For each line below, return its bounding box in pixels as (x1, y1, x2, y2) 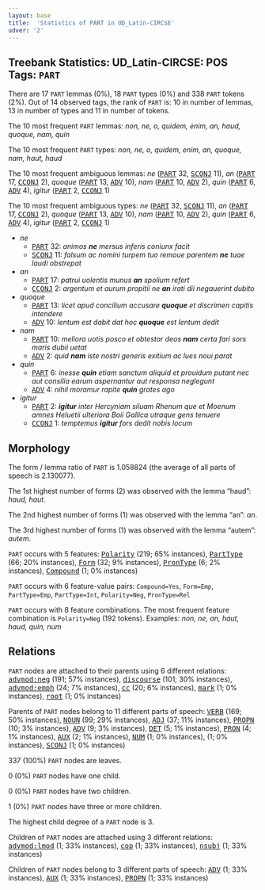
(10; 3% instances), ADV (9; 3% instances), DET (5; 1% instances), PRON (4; (8, 723, 252, 733)
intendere (31, 309, 63, 319)
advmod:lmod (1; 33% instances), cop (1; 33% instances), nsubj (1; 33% (8, 841, 248, 850)
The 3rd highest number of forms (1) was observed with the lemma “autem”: (8, 525, 256, 535)
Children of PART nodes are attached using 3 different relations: (8, 832, 214, 842)
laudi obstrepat (31, 258, 81, 268)
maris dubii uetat (31, 342, 87, 353)
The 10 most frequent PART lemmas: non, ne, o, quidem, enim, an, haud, (8, 121, 241, 131)
